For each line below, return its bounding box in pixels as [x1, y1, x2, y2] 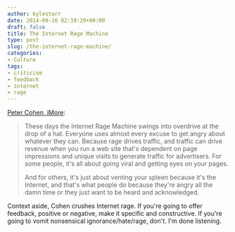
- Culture [7, 56, 37, 63]
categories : [7, 50, 42, 57]
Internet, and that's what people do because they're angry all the [24, 181, 213, 189]
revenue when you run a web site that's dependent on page [24, 145, 198, 153]
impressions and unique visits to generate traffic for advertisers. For [24, 152, 222, 161]
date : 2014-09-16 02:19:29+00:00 [7, 17, 106, 24]
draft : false [7, 23, 46, 30]
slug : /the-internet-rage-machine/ [7, 43, 112, 50]
